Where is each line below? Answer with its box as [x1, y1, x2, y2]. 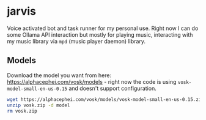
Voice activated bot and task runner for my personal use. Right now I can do [7, 24, 199, 32]
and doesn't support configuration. [68, 84, 156, 92]
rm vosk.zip [7, 108, 37, 114]
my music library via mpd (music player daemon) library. [7, 37, 146, 45]
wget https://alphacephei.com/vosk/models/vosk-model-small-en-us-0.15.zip [7, 96, 204, 102]
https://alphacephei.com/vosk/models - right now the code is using [7, 78, 177, 85]
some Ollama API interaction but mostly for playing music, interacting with [7, 31, 193, 38]
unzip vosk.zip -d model [7, 102, 70, 108]
